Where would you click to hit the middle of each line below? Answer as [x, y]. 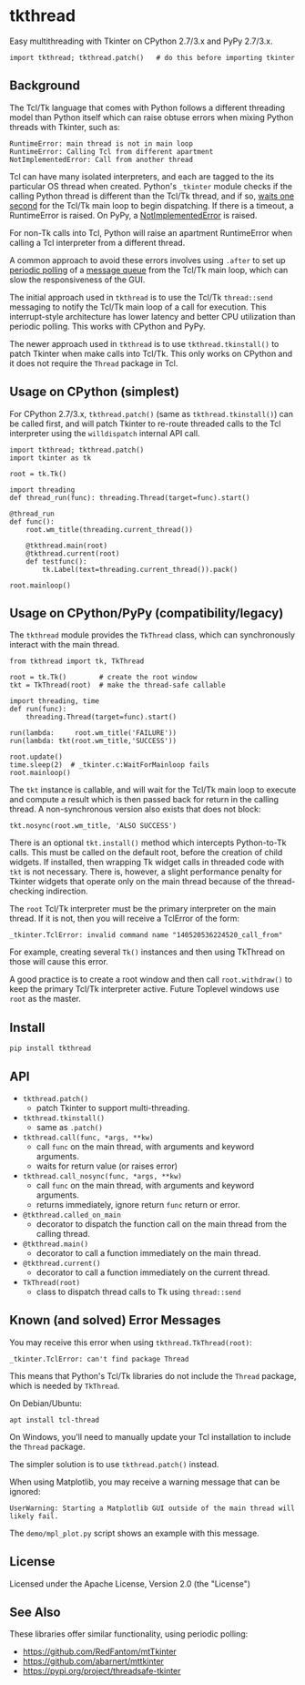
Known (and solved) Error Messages [115, 1320]
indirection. [67, 891]
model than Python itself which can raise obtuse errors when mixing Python [152, 117]
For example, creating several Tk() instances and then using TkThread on [147, 952]
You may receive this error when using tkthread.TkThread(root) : [131, 1342]
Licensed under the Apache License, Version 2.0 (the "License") [130, 1583]
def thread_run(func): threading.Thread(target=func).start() [130, 497]
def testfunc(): [57, 561]
